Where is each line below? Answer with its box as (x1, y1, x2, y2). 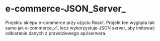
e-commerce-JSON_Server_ (5, 3, 126, 14)
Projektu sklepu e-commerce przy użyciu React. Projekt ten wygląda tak (5, 19, 155, 25)
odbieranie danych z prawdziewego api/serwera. (5, 30, 107, 36)
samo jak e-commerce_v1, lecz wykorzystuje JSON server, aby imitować (5, 24, 155, 30)
